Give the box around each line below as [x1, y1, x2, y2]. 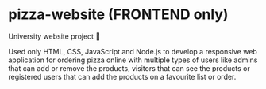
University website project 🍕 [8, 32, 101, 41]
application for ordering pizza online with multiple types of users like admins [8, 55, 258, 65]
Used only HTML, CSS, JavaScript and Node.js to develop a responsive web [8, 46, 258, 56]
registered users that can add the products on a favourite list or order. [8, 72, 237, 81]
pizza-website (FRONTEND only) [8, 6, 229, 24]
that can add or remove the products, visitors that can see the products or [8, 63, 250, 72]
